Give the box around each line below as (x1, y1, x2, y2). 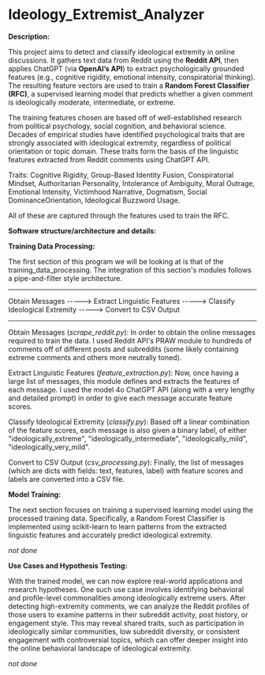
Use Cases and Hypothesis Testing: (8, 560, 128, 571)
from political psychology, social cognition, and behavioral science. (8, 121, 227, 131)
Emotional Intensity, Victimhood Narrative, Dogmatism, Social (8, 187, 207, 196)
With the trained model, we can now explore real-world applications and (8, 576, 243, 586)
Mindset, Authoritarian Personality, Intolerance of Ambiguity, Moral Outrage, (8, 178, 256, 188)
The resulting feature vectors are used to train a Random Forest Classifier (8, 81, 250, 90)
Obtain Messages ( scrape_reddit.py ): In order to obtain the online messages (8, 327, 256, 337)
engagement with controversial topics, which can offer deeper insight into (8, 635, 248, 644)
